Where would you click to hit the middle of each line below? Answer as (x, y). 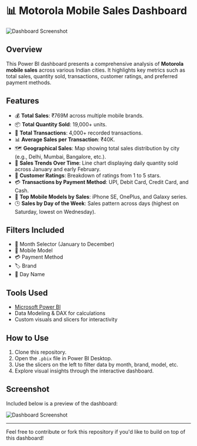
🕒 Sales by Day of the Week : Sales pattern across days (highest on (97, 203)
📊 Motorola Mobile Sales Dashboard (97, 11)
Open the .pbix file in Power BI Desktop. (63, 358)
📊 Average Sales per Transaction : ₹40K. (65, 139)
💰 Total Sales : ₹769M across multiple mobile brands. (79, 115)
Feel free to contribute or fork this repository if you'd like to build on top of (96, 431)
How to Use (28, 338)
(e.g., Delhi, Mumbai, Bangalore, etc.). (60, 156)
